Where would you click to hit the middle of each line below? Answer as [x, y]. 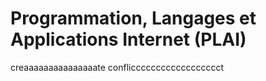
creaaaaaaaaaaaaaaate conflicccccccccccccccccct [117, 67]
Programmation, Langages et [133, 18]
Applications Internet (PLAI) [128, 39]
